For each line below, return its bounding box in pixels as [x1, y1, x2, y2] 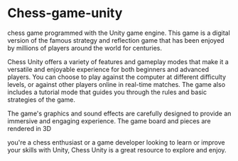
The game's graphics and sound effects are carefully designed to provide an [7, 109, 232, 118]
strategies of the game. [7, 95, 76, 104]
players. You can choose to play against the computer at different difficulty [7, 73, 226, 81]
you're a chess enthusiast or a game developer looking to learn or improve [7, 137, 225, 147]
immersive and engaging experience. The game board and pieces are [7, 116, 211, 125]
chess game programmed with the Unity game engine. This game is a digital [7, 28, 231, 37]
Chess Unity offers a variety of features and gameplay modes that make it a [7, 57, 229, 66]
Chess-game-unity [7, 5, 123, 21]
